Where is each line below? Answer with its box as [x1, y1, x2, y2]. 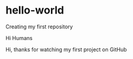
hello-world [5, 4, 65, 17]
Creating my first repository [5, 23, 73, 30]
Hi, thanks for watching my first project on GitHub [5, 45, 127, 53]
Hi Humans [5, 34, 33, 41]
